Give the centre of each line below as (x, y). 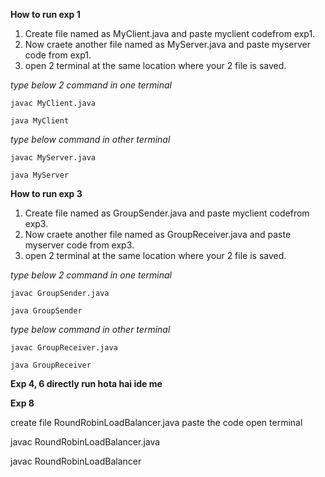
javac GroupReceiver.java (64, 348)
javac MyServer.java (53, 158)
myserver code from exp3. (79, 245)
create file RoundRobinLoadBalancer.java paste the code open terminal (156, 422)
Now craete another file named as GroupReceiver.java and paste (158, 234)
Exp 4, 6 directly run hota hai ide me (86, 383)
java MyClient (40, 121)
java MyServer (40, 175)
